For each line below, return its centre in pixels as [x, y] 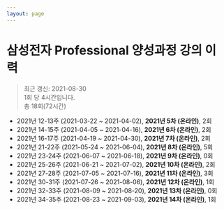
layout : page [25, 14]
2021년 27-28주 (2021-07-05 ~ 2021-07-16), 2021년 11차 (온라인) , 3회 [115, 173]
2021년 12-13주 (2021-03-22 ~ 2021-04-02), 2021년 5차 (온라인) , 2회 [114, 121]
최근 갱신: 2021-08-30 [55, 89]
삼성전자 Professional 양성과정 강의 [105, 50]
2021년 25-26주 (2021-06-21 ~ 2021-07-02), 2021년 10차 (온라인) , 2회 [116, 164]
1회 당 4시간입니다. [49, 97]
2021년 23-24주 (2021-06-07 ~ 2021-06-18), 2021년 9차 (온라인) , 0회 [115, 156]
